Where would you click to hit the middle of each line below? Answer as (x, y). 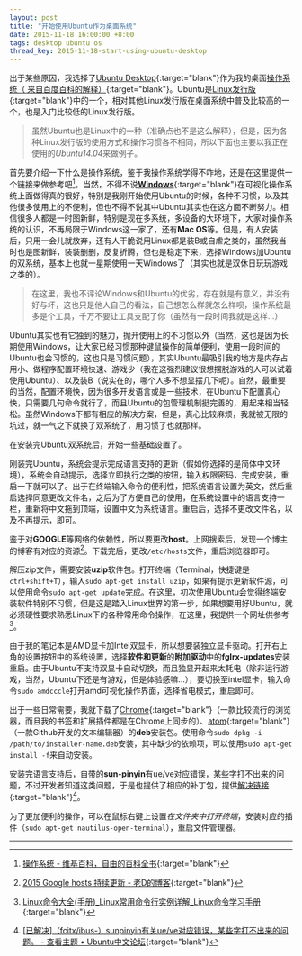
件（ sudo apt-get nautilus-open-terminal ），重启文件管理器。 (125, 827)
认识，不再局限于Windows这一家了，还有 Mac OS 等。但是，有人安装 (151, 229)
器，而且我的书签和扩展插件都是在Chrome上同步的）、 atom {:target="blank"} (150, 721)
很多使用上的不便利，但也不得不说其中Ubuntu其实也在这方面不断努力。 (149, 206)
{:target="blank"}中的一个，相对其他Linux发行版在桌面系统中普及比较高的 (146, 101)
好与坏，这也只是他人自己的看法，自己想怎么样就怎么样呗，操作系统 (157, 305)
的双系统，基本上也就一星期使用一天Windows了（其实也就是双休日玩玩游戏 (149, 263)
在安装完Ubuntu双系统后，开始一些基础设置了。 (98, 444)
